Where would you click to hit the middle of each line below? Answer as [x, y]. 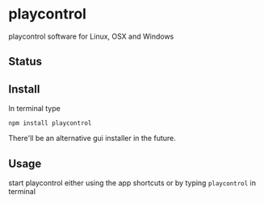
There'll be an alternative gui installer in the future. [92, 139]
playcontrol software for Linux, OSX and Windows [91, 36]
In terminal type [34, 109]
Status [25, 62]
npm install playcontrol [50, 123]
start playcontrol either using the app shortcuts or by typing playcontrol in [132, 183]
